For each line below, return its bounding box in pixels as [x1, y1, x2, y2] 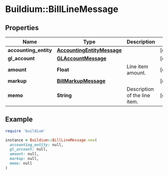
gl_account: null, [9, 147, 48, 152]
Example [5, 115, 33, 124]
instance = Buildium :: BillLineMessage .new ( [5, 137, 97, 142]
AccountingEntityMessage [56, 47, 122, 54]
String [56, 92, 72, 99]
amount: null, [9, 151, 39, 156]
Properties [5, 24, 39, 32]
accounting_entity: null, [9, 142, 64, 147]
